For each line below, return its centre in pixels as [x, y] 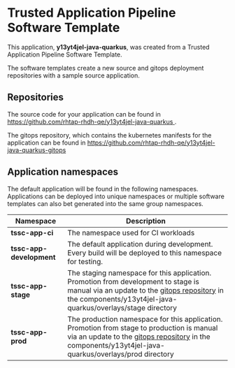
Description [145, 221]
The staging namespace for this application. [140, 272]
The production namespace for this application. [145, 319]
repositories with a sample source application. [73, 75]
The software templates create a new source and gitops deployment [106, 68]
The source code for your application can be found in [84, 114]
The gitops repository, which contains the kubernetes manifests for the [109, 135]
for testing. [85, 261]
